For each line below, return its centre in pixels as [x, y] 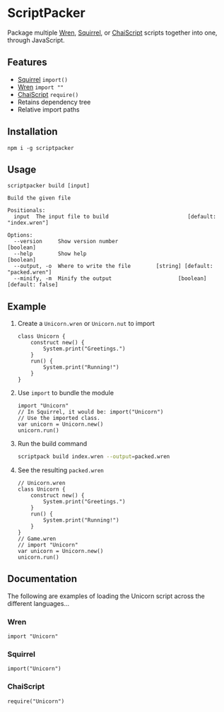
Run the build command [52, 444]
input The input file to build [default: [115, 217]
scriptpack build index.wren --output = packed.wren [94, 457]
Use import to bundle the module [66, 393]
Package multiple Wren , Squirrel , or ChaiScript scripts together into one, [112, 33]
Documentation [42, 579]
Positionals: [26, 211]
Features [27, 63]
